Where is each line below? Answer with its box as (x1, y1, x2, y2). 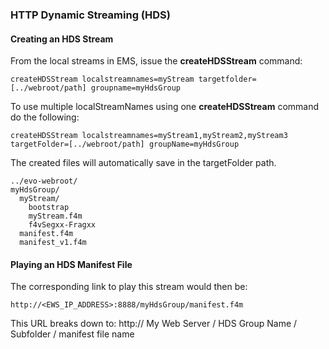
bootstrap (28, 203, 70, 213)
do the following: (10, 111, 80, 123)
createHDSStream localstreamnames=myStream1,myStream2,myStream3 (10, 131, 288, 141)
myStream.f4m (28, 211, 83, 222)
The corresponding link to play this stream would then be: (10, 281, 248, 293)
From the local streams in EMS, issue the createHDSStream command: (10, 55, 303, 67)
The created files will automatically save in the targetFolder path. (10, 157, 277, 169)
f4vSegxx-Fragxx (28, 220, 97, 230)
